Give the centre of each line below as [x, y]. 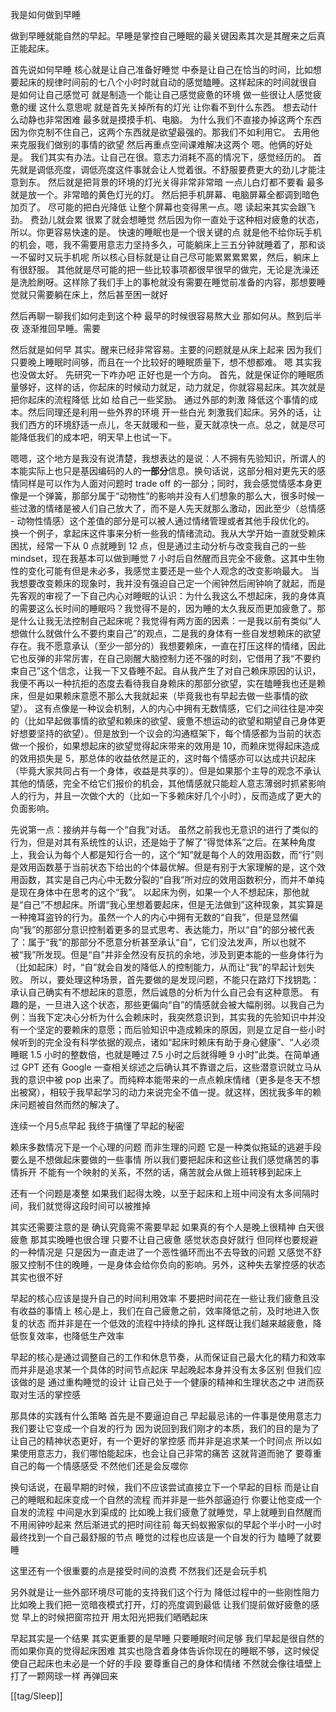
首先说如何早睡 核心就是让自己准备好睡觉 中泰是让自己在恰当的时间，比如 [161, 69]
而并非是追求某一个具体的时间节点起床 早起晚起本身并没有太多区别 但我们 [161, 1369]
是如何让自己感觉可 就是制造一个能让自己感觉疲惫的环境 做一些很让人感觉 [161, 94]
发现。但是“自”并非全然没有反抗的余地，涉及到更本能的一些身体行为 [184, 954]
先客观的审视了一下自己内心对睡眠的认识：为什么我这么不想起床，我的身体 [163, 596]
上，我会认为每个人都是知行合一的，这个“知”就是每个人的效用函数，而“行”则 [167, 854]
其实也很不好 [36, 1277]
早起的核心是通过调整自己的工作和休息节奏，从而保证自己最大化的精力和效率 [168, 1357]
